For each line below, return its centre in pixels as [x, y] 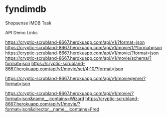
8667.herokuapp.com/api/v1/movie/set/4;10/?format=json [64, 69]
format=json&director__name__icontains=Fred [52, 109]
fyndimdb [26, 9]
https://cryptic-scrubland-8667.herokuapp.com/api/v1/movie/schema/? [79, 58]
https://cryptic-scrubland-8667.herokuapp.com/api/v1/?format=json [75, 42]
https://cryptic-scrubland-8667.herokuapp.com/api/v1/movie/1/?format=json [84, 47]
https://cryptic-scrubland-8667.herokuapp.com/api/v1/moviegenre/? [76, 78]
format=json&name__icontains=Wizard [45, 99]
